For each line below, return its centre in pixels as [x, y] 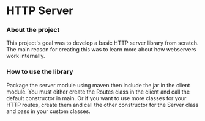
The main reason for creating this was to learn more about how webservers [101, 50]
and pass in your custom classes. [48, 111]
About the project [33, 30]
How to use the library [40, 72]
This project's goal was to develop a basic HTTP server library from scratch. [102, 43]
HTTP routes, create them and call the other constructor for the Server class [102, 105]
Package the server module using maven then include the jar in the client [98, 85]
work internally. [26, 56]
